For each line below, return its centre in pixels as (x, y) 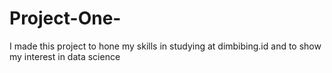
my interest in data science (65, 56)
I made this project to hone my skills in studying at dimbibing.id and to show (165, 46)
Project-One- (65, 18)
